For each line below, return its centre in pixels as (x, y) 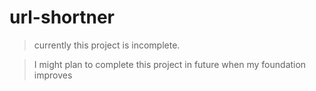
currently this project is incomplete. (107, 45)
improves (53, 75)
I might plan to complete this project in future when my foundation (170, 64)
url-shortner (62, 17)
